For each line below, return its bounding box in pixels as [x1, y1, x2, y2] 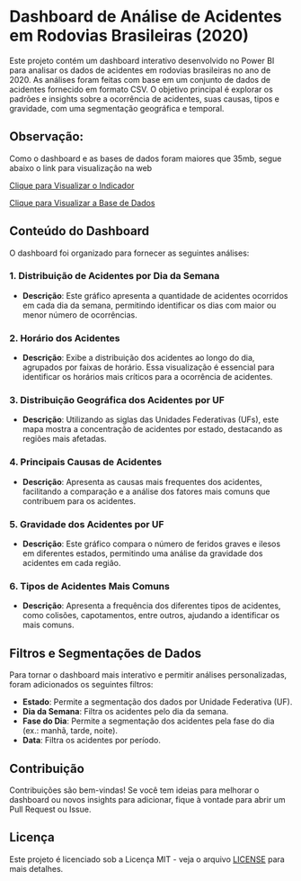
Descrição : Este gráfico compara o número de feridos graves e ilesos [22, 538, 281, 550]
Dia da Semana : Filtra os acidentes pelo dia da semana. [22, 706, 229, 717]
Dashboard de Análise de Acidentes [9, 6, 283, 27]
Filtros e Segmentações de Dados [9, 645, 202, 661]
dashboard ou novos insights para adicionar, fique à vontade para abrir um [9, 794, 286, 805]
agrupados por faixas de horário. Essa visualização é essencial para [22, 362, 275, 373]
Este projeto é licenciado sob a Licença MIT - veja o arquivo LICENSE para [9, 853, 285, 865]
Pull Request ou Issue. [9, 804, 92, 814]
